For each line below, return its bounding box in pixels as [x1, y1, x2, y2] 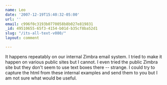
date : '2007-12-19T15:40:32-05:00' [5, 12, 80, 17]
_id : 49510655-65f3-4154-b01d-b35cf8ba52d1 [5, 26, 98, 31]
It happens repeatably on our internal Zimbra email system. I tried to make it [5, 53, 162, 59]
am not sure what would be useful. [5, 75, 77, 81]
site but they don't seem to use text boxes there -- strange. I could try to [5, 64, 155, 70]
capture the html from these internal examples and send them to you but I [5, 69, 157, 75]
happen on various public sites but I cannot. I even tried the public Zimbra [5, 59, 158, 65]
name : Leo [5, 7, 26, 13]
